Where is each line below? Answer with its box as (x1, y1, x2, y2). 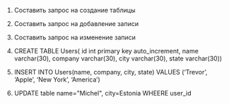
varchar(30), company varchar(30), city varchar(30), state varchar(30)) (13, 54, 223, 63)
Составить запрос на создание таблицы (13, 6, 136, 14)
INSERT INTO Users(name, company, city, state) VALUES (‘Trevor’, (13, 68, 208, 76)
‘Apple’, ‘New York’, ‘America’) (13, 75, 100, 84)
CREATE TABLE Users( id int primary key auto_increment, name (13, 47, 199, 55)
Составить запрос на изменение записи (13, 33, 136, 41)
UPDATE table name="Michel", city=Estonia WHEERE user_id (13, 89, 192, 97)
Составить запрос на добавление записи (13, 20, 139, 27)
